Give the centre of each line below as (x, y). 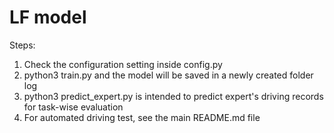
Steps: (22, 45)
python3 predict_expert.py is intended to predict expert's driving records (173, 96)
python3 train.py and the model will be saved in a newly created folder (168, 75)
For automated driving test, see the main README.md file (142, 117)
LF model (48, 17)
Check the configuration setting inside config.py (123, 64)
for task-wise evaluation (73, 107)
